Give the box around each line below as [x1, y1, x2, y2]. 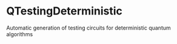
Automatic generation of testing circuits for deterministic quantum [6, 24, 171, 31]
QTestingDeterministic [6, 4, 123, 18]
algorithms [6, 30, 33, 37]
